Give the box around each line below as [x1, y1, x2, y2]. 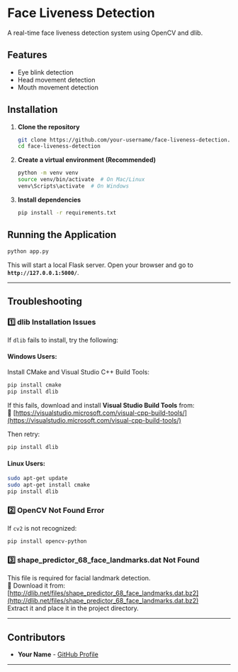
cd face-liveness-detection [17, 143, 101, 150]
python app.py [7, 247, 50, 255]
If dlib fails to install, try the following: [7, 336, 119, 345]
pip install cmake [7, 381, 62, 389]
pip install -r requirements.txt [17, 209, 117, 216]
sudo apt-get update [7, 475, 69, 482]
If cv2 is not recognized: [7, 524, 77, 533]
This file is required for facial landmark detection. [7, 574, 151, 582]
